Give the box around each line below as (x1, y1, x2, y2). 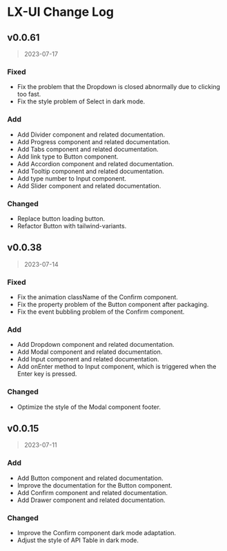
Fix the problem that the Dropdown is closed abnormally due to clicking (17, 83, 221, 91)
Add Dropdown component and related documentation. (17, 341, 175, 349)
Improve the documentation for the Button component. (17, 481, 172, 490)
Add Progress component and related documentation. (17, 137, 170, 146)
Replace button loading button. (17, 214, 106, 223)
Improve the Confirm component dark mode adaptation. (17, 529, 177, 537)
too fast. (17, 90, 41, 99)
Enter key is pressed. (17, 370, 77, 378)
